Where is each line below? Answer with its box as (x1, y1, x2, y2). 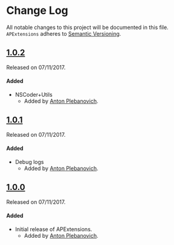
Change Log (6, 4, 68, 18)
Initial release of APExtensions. (14, 225, 92, 233)
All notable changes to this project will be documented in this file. (6, 24, 169, 31)
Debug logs (14, 158, 44, 165)
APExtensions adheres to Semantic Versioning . (6, 30, 121, 37)
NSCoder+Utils (14, 91, 53, 98)
